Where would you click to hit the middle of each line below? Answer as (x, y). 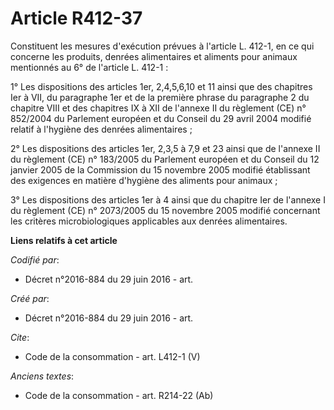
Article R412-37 (76, 18)
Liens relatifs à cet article (64, 240)
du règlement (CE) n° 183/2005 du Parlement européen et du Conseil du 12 (165, 159)
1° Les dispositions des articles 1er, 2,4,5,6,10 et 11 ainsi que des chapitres (161, 86)
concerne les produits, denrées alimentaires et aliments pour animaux (154, 56)
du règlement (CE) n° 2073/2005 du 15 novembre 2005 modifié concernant (165, 210)
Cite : (20, 337)
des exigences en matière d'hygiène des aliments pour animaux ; (144, 180)
